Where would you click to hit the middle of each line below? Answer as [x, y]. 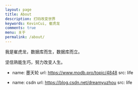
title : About [18, 14]
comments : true [21, 28]
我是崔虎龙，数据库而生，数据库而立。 [44, 52]
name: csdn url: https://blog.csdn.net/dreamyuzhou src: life [72, 82]
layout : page [18, 10]
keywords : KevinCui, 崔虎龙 [33, 23]
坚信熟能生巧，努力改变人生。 [35, 62]
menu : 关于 [15, 32]
